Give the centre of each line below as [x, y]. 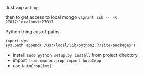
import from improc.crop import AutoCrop [57, 60]
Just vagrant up [22, 7]
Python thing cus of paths [32, 32]
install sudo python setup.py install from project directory [75, 55]
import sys [17, 41]
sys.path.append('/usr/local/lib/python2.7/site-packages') [71, 45]
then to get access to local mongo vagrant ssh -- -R [61, 17]
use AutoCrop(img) [32, 66]
